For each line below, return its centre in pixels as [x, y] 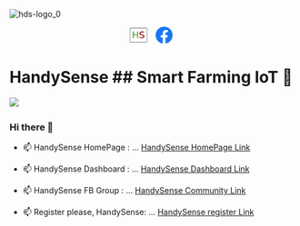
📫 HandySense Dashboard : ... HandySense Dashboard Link [136, 169]
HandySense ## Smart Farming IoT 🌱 [151, 78]
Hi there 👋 [32, 127]
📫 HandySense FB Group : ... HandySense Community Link [134, 191]
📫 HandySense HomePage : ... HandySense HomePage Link [136, 147]
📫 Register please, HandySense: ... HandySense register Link [138, 212]
